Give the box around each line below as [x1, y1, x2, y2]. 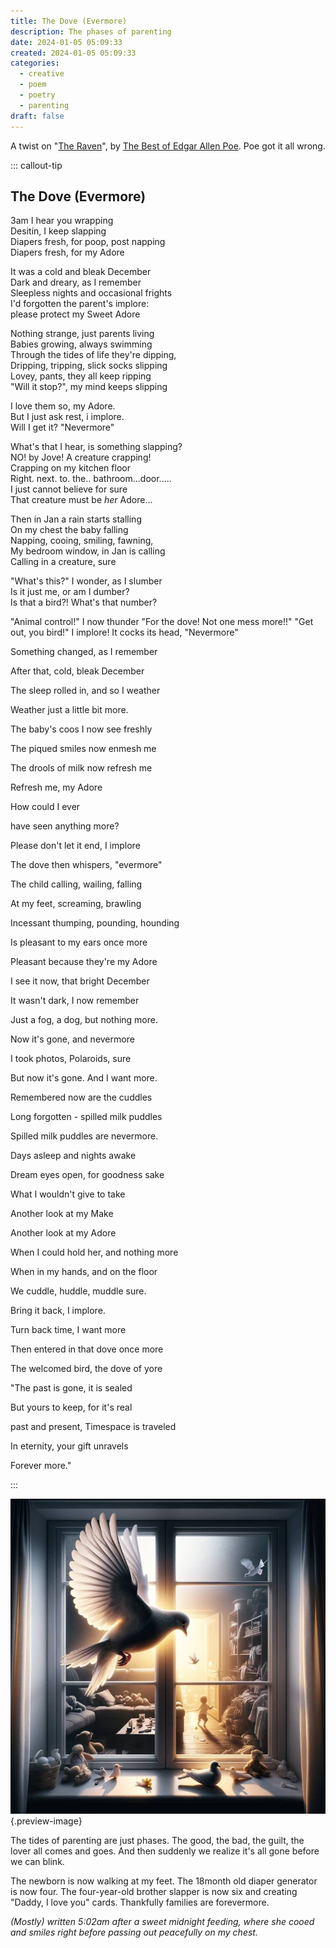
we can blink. [10, 1856, 65, 1868]
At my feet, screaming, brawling [10, 898, 142, 910]
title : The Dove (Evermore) [10, 16, 128, 26]
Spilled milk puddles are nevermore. [10, 1130, 159, 1142]
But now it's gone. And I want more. [10, 1072, 158, 1084]
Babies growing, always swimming [10, 338, 153, 350]
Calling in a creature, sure [10, 556, 117, 568]
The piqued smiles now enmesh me [10, 743, 157, 755]
